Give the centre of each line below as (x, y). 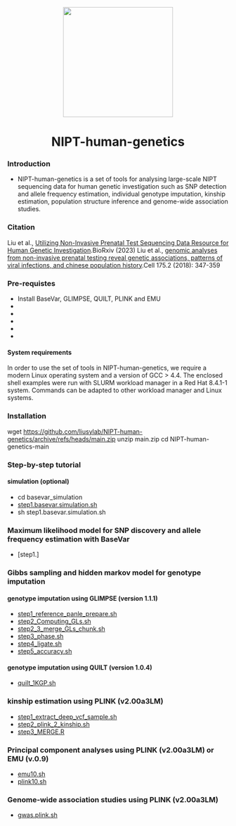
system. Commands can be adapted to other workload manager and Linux (115, 390)
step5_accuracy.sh (45, 651)
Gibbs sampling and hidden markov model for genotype (104, 572)
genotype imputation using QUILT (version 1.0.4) (80, 667)
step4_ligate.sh (39, 644)
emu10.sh (31, 774)
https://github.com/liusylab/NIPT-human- (83, 431)
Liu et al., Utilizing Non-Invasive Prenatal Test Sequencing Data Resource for (118, 242)
